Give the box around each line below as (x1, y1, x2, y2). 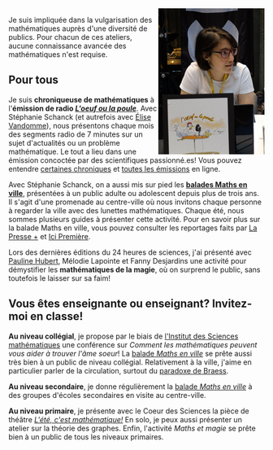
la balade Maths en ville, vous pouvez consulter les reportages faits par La (8, 223, 258, 233)
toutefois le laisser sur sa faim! (8, 273, 111, 283)
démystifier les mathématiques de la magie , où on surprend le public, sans (8, 264, 261, 274)
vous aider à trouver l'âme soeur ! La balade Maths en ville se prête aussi (8, 348, 253, 358)
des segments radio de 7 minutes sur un (8, 129, 144, 139)
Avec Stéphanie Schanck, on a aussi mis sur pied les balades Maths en (8, 179, 248, 190)
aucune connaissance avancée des (8, 41, 127, 50)
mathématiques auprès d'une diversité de (8, 24, 148, 33)
